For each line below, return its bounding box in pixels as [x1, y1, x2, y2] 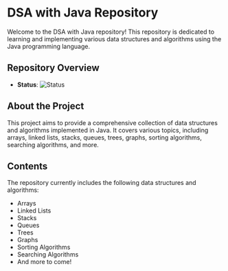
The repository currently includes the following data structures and [7, 179, 197, 187]
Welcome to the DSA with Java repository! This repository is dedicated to [7, 28, 215, 36]
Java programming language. [7, 42, 91, 50]
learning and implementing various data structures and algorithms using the [7, 34, 222, 43]
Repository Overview [7, 62, 100, 74]
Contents [7, 160, 48, 172]
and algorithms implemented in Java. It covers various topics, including [7, 126, 209, 134]
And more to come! [16, 258, 72, 266]
